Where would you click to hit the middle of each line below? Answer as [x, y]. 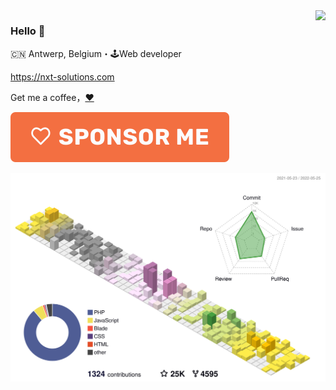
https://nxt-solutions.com [62, 77]
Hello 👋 [28, 31]
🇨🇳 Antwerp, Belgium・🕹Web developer [96, 54]
